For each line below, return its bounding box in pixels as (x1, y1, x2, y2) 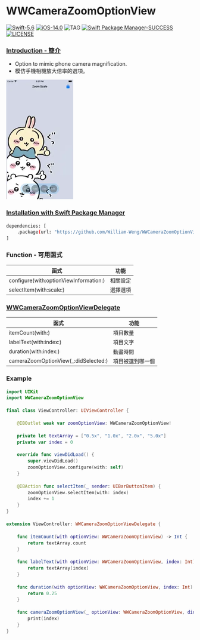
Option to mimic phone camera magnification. (14, 60, 127, 68)
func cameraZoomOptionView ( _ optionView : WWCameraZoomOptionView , (17, 610, 185, 615)
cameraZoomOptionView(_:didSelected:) (8, 357, 108, 365)
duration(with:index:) (8, 348, 60, 355)
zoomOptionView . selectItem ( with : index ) (27, 489, 129, 495)
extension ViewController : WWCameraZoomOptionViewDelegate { (6, 521, 161, 527)
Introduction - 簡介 (6, 46, 61, 54)
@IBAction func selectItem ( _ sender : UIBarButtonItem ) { (17, 483, 161, 489)
